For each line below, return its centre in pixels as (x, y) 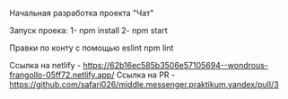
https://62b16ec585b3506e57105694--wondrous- (176, 65)
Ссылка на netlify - (45, 65)
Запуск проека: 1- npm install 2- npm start (88, 30)
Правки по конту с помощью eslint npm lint (92, 48)
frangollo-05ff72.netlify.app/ (62, 75)
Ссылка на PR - (146, 75)
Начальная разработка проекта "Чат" (82, 13)
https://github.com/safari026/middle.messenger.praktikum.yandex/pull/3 (144, 84)
